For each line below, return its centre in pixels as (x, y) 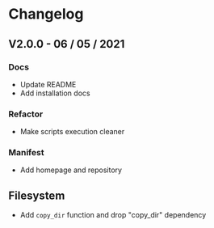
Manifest (26, 153)
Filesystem (37, 195)
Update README (48, 84)
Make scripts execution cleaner (72, 132)
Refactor (26, 114)
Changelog (46, 14)
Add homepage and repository (71, 170)
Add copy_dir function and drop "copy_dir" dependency (113, 215)
